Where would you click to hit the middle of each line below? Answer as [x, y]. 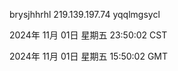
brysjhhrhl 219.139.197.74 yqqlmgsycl [85, 14]
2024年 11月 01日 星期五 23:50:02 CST [88, 35]
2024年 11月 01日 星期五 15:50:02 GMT [89, 56]
